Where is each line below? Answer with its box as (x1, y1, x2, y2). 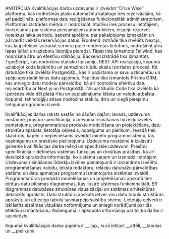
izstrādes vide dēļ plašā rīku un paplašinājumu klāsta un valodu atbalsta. (5, 91, 156, 97)
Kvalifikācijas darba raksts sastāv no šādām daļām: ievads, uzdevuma (5, 111, 150, 117)
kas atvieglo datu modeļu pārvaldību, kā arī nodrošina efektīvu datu (5, 80, 146, 86)
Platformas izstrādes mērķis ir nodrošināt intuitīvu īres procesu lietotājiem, (5, 21, 159, 27)
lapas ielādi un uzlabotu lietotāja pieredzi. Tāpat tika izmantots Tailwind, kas (5, 48, 162, 54)
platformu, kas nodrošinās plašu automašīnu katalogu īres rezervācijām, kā (5, 11, 161, 17)
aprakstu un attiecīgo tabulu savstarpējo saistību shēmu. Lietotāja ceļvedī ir (5, 197, 162, 203)
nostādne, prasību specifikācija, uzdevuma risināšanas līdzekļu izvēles (5, 117, 152, 122)
